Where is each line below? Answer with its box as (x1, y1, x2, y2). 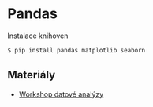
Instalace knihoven (7, 31, 69, 40)
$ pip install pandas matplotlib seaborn (7, 46, 146, 54)
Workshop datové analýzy (18, 89, 104, 99)
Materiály (7, 68, 56, 82)
